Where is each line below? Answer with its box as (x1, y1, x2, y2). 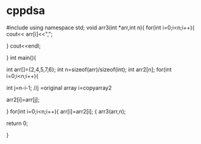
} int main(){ (6, 54, 37, 61)
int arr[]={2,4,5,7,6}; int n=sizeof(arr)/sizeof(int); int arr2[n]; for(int (6, 65, 172, 73)
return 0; (6, 120, 29, 127)
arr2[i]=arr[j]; (6, 96, 40, 103)
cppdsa (6, 4, 46, 18)
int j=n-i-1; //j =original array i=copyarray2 (6, 84, 112, 92)
